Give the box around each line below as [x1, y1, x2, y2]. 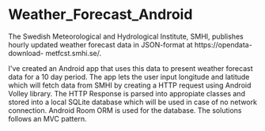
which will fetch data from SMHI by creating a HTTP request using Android [8, 80, 252, 90]
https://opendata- [194, 39, 253, 49]
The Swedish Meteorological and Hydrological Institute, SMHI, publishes [8, 32, 244, 41]
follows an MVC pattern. [8, 114, 87, 123]
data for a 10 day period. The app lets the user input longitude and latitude [8, 72, 250, 81]
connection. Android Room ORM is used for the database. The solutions [8, 105, 242, 115]
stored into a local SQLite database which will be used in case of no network [8, 97, 257, 107]
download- [8, 48, 44, 58]
